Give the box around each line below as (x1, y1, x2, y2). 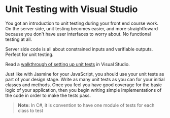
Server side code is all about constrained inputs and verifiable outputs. (5, 46, 153, 52)
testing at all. (5, 36, 32, 42)
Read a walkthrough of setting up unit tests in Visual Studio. (5, 61, 130, 67)
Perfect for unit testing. (5, 51, 54, 57)
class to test (17, 107, 44, 113)
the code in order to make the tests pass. (5, 92, 91, 98)
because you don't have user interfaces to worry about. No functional (5, 31, 151, 37)
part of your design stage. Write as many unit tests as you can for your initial (5, 76, 165, 82)
